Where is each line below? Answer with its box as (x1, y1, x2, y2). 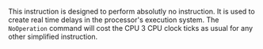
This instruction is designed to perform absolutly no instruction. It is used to (8, 7, 255, 16)
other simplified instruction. (8, 32, 98, 41)
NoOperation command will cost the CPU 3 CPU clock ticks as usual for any (8, 24, 253, 32)
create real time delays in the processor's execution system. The (8, 15, 219, 24)
